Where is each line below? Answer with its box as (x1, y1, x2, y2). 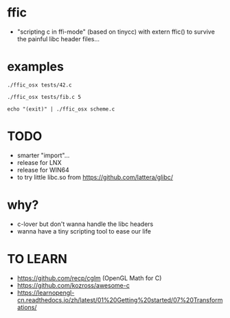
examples (7, 59, 64, 75)
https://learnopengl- (16, 288, 75, 297)
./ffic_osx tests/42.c (7, 81, 72, 89)
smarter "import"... (16, 151, 70, 159)
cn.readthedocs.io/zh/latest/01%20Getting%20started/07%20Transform (16, 295, 223, 304)
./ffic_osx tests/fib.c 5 (7, 93, 81, 100)
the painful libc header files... (16, 34, 100, 43)
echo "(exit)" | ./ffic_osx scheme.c (7, 105, 115, 113)
